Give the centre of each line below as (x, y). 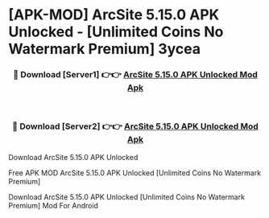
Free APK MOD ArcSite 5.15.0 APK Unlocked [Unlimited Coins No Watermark (135, 173)
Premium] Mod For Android (54, 205)
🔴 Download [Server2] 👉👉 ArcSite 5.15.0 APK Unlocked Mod (135, 126)
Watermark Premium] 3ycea (105, 49)
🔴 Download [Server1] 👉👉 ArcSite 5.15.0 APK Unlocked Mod (135, 75)
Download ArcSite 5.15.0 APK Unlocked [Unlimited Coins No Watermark (127, 197)
